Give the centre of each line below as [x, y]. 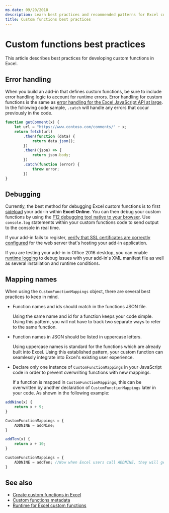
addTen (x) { [18, 439]
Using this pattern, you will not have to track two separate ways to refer [87, 322]
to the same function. [34, 327]
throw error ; [46, 169]
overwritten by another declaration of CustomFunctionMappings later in [84, 388]
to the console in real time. [33, 228]
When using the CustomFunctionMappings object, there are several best [78, 292]
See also [19, 483]
